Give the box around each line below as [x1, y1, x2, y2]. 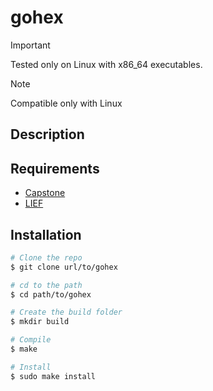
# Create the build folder [10, 307, 123, 318]
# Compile [10, 335, 52, 345]
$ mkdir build [10, 317, 70, 327]
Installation [10, 226, 82, 243]
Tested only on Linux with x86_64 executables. [10, 58, 203, 70]
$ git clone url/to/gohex [10, 262, 118, 272]
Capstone [24, 187, 66, 199]
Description [10, 126, 85, 143]
